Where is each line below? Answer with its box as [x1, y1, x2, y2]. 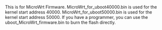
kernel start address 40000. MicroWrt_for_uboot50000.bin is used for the [5, 9, 152, 15]
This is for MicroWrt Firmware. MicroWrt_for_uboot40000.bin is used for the [5, 4, 157, 10]
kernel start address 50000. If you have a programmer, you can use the [5, 15, 148, 20]
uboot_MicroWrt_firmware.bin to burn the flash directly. [5, 19, 116, 25]
